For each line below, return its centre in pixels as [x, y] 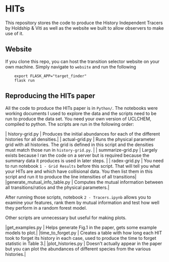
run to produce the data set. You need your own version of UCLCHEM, [78, 118]
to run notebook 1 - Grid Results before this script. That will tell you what [83, 166]
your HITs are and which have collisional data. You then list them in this [79, 171]
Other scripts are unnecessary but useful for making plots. [66, 218]
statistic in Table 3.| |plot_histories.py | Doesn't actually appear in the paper [84, 243]
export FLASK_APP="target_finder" [50, 76]
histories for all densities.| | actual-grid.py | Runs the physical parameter [80, 139]
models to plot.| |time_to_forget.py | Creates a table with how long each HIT [84, 233]
